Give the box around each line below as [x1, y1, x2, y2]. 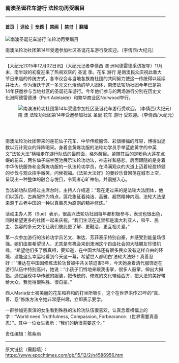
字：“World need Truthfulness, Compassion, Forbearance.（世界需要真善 [5, 313, 159, 320]
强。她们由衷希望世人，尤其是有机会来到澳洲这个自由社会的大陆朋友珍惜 [5, 240, 157, 247]
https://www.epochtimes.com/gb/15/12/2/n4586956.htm [5, 352, 124, 358]
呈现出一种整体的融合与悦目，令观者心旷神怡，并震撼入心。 [5, 176, 130, 182]
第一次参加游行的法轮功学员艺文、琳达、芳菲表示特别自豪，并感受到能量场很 [5, 234, 166, 240]
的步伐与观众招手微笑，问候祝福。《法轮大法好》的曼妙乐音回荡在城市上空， [5, 170, 164, 176]
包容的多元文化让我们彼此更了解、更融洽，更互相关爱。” [14, 223, 130, 229]
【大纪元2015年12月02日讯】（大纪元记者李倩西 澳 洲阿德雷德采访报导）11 [5, 62, 159, 68]
